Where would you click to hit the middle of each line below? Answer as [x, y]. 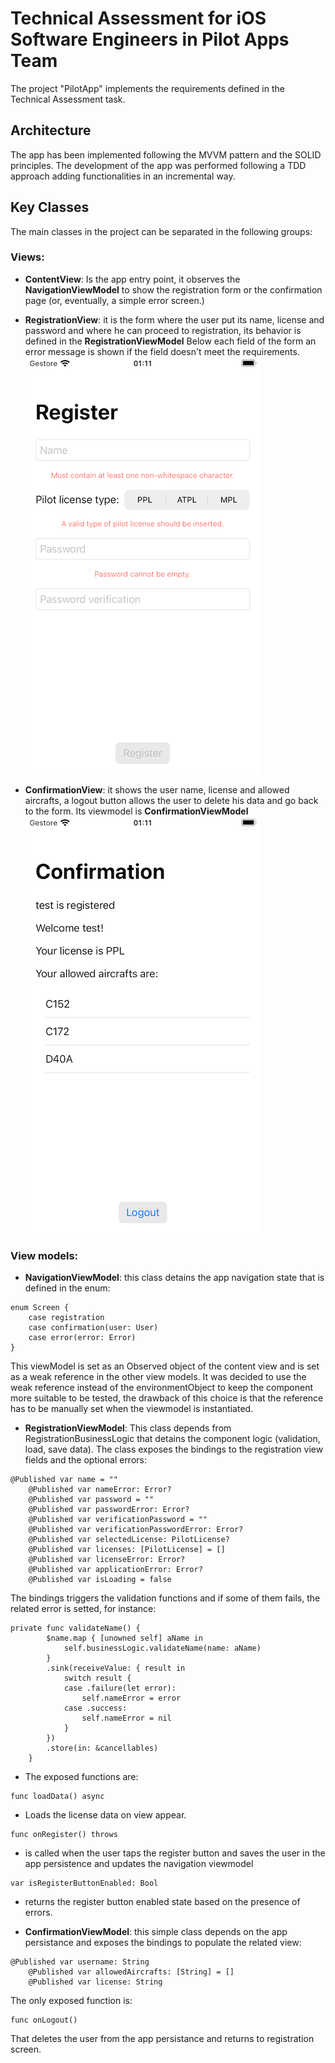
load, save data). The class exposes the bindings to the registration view [174, 1449]
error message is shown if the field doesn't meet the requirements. [162, 351]
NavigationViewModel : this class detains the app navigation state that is [174, 1278]
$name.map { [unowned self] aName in [124, 1638]
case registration [66, 1318]
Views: [27, 257]
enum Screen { [40, 1308]
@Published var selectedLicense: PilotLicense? [129, 1540]
